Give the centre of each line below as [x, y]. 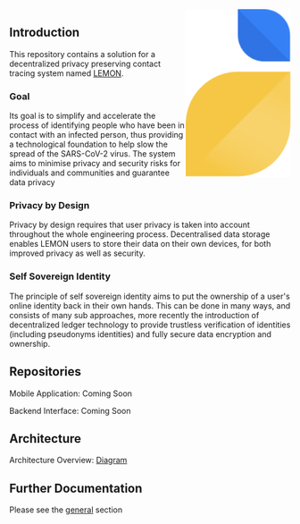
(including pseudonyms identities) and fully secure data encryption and [141, 334]
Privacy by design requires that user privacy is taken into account [129, 225]
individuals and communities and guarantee [89, 173]
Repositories [46, 372]
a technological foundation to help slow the [88, 144]
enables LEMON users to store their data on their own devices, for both [140, 244]
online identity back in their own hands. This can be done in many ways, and [150, 305]
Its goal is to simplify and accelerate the [83, 116]
